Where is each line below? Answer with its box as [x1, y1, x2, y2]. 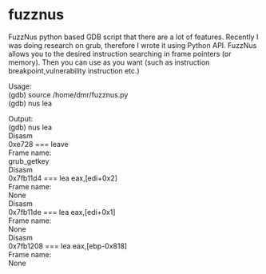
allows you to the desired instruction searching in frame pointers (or [8, 49, 232, 58]
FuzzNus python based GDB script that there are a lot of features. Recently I [8, 32, 259, 42]
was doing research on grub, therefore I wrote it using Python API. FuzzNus [8, 40, 257, 50]
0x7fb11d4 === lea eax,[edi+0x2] [8, 173, 118, 183]
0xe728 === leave [8, 139, 69, 149]
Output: [8, 113, 34, 123]
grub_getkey [8, 156, 50, 165]
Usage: [8, 81, 32, 91]
